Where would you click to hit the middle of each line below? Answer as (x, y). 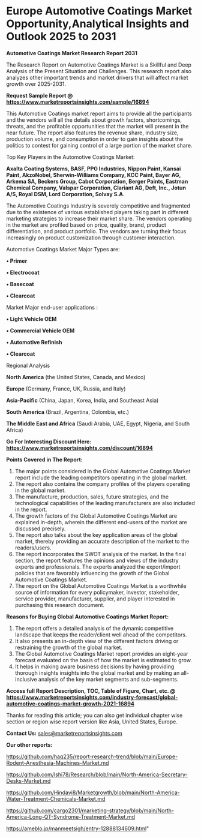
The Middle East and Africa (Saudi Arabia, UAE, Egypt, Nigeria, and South (98, 423)
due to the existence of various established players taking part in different (97, 212)
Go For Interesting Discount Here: (49, 441)
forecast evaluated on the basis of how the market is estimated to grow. (103, 660)
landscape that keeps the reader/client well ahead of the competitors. (101, 635)
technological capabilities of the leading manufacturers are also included (105, 503)
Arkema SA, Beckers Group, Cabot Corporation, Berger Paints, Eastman (97, 181)
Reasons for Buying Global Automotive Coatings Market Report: (88, 617)
